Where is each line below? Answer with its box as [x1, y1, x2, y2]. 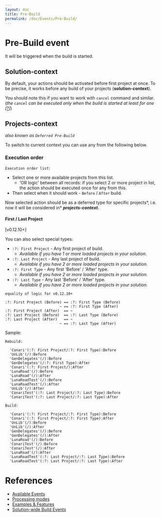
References [5, 475, 53, 486]
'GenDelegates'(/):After [9, 433, 60, 438]
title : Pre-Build [5, 12, 40, 17]
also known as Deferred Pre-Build [5, 132, 75, 138]
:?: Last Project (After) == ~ [5, 317, 73, 322]
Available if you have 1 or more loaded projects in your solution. [19, 251, 147, 257]
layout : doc [5, 7, 29, 12]
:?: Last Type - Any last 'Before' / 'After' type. [12, 277, 106, 283]
